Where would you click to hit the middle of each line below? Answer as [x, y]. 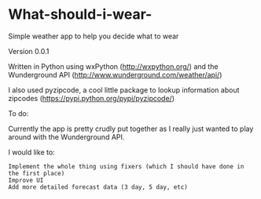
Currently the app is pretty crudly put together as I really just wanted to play [131, 128]
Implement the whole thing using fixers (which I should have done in [126, 166]
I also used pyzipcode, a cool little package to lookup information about [124, 90]
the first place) [37, 173]
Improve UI [26, 180]
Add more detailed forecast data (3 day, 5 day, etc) [98, 187]
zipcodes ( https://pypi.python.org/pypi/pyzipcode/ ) [92, 98]
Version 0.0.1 [29, 51]
